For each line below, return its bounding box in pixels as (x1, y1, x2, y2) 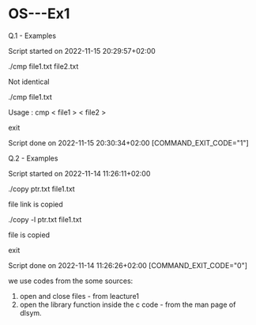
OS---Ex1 (8, 5, 70, 23)
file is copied (8, 230, 50, 240)
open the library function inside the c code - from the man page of (19, 300, 236, 309)
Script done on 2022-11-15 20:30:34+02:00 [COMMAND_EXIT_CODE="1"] (8, 138, 249, 147)
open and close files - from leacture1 (19, 291, 140, 300)
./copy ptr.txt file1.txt (8, 183, 75, 194)
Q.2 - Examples (8, 153, 58, 163)
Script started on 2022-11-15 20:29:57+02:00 (8, 46, 156, 55)
